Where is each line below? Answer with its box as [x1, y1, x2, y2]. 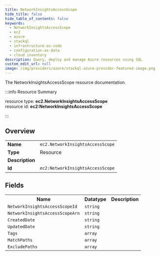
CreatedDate [7, 217, 36, 222]
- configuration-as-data [9, 48, 60, 53]
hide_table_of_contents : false [5, 16, 69, 21]
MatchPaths [7, 237, 33, 243]
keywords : [5, 20, 25, 26]
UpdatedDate [7, 224, 36, 229]
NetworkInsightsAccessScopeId [7, 203, 78, 209]
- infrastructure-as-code [9, 43, 62, 48]
